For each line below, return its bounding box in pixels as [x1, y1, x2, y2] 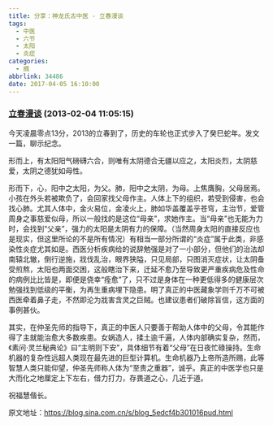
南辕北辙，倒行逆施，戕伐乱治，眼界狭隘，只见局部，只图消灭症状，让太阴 [8, 254, 258, 264]
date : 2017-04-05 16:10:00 [8, 80, 100, 88]
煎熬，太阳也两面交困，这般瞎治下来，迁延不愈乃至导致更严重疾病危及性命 [15, 264, 265, 274]
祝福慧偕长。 [8, 390, 51, 400]
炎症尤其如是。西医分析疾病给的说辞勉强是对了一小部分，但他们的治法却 [22, 244, 265, 254]
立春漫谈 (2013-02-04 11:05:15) [8, 108, 134, 119]
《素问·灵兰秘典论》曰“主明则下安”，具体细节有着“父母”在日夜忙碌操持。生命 [8, 342, 262, 352]
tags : [8, 20, 27, 28]
